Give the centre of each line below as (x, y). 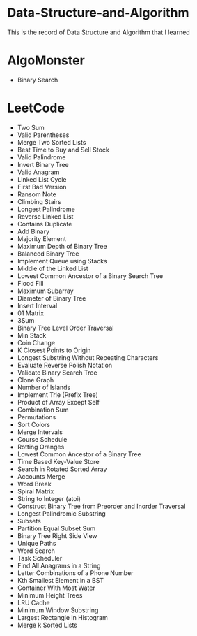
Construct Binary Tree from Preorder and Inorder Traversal (101, 506)
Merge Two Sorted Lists (52, 142)
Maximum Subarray (46, 291)
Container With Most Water (56, 588)
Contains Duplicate (45, 224)
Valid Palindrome (41, 157)
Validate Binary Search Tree (57, 373)
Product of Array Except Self (58, 402)
